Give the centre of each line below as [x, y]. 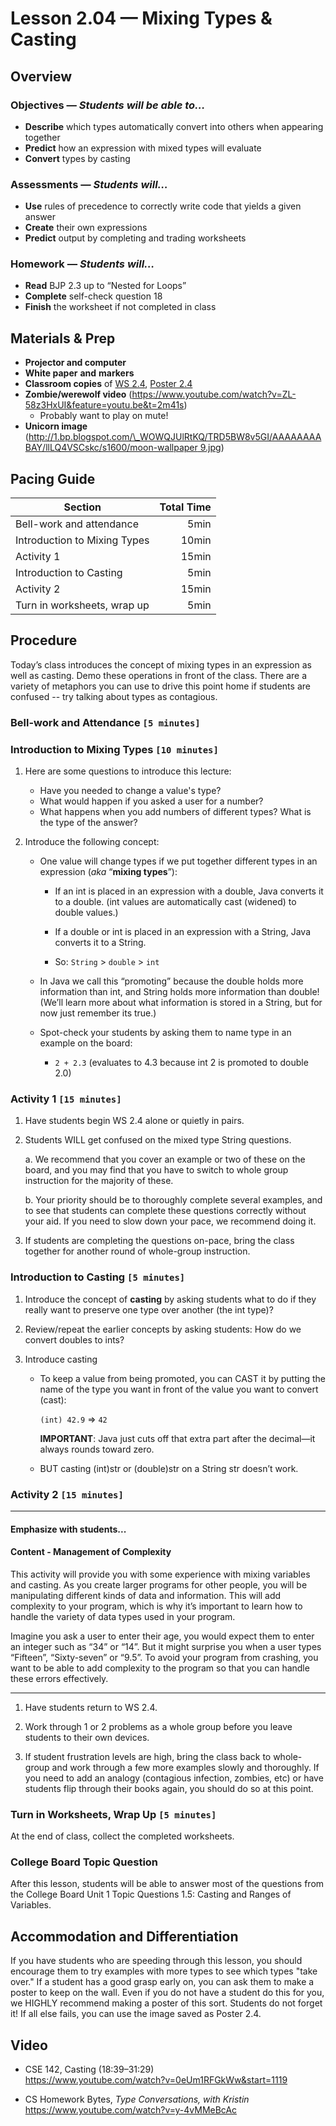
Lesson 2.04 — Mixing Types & [141, 18]
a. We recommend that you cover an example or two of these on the [165, 1159]
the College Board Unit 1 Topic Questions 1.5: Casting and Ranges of [151, 1894]
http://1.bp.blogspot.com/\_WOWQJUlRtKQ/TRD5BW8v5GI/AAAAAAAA [175, 437]
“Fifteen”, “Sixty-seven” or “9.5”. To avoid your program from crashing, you [164, 1657]
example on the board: [86, 1043]
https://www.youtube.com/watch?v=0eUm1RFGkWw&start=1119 [156, 2080]
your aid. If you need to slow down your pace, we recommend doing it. [170, 1221]
